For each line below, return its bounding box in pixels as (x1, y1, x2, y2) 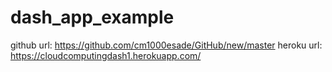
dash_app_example (10, 6, 175, 29)
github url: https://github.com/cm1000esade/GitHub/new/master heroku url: (10, 39, 323, 51)
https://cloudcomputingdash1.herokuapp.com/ (10, 49, 202, 61)
